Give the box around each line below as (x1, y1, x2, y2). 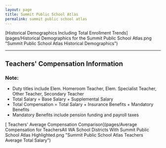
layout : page (5, 7, 32, 12)
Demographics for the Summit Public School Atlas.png (41, 35, 152, 41)
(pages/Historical (5, 35, 41, 41)
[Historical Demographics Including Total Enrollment (5, 30, 111, 36)
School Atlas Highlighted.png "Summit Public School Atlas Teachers (5, 132, 143, 138)
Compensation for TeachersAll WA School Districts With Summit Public (5, 127, 149, 133)
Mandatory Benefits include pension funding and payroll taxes (12, 112, 139, 118)
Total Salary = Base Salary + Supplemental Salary (12, 96, 114, 102)
